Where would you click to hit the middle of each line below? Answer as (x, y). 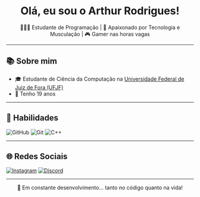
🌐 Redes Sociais (37, 156)
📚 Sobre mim (32, 61)
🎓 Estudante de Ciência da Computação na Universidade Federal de (99, 79)
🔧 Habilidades (32, 118)
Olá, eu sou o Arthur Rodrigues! (100, 11)
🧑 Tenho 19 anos (35, 94)
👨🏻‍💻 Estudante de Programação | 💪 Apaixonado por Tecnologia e (100, 27)
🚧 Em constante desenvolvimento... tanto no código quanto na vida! (100, 188)
